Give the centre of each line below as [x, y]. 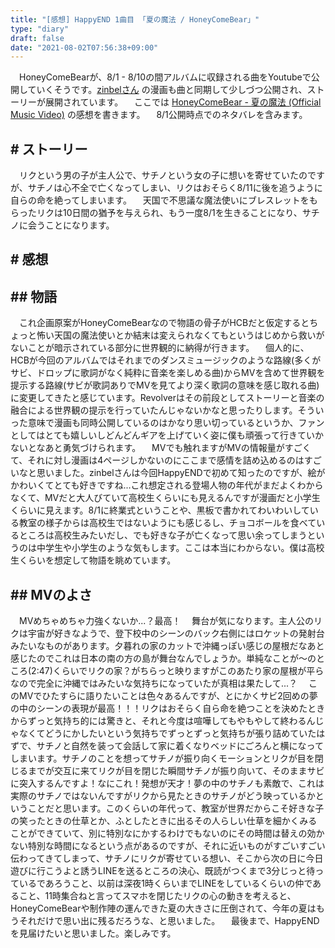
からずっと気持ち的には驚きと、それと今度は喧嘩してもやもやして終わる [158, 721]
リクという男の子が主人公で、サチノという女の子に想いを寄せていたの [163, 175]
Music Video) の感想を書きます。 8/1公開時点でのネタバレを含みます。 [159, 115]
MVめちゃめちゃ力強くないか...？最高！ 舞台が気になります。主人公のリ [170, 621]
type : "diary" [40, 29]
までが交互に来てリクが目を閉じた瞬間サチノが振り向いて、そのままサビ [176, 771]
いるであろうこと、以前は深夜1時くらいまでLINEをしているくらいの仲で [165, 883]
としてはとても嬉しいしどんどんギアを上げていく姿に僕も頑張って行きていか [167, 435]
